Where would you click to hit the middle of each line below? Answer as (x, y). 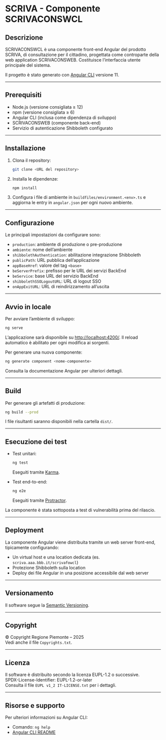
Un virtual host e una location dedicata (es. (56, 557)
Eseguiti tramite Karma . (36, 472)
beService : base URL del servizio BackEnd (55, 276)
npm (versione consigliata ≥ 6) (43, 112)
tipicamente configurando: (32, 547)
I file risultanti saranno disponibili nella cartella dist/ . (59, 422)
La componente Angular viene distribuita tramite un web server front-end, (80, 542)
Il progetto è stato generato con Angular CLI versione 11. (62, 75)
